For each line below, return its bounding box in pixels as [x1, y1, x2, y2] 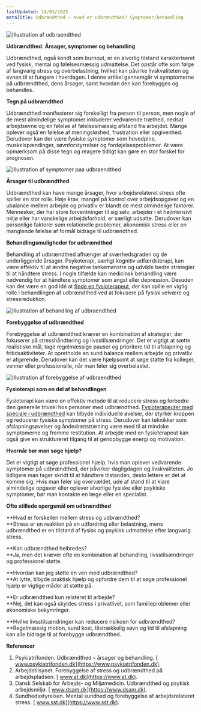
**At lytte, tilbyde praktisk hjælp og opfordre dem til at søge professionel [6, 575, 187, 583]
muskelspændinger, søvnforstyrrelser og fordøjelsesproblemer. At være [6, 141, 184, 148]
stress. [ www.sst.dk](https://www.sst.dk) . [14, 698, 120, 706]
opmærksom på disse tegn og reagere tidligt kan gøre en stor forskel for [6, 148, 185, 155]
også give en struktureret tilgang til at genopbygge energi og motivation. [6, 435, 185, 442]
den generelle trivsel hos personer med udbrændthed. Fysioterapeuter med [6, 403, 193, 410]
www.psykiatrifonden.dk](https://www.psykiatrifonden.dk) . [14, 660, 161, 668]
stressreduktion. [6, 295, 47, 302]
